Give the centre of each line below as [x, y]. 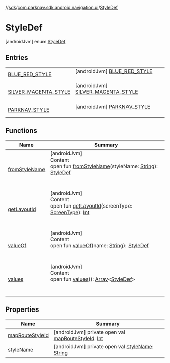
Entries [17, 58]
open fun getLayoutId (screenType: [91, 205]
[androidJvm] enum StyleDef [35, 41]
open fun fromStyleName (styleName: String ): [104, 166]
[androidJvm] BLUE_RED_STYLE [114, 71]
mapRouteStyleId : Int [78, 339]
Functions [22, 131]
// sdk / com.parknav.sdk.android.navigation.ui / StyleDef [62, 7]
